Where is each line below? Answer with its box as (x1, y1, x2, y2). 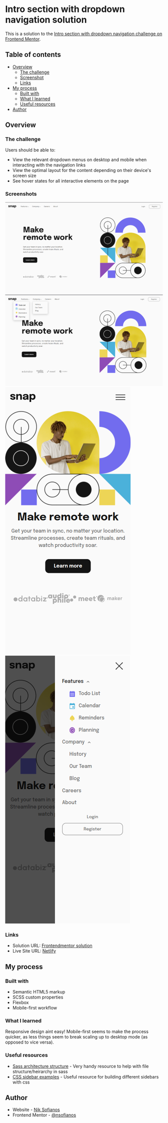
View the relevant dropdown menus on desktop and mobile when (12, 156, 146, 163)
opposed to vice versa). (5, 1039, 54, 1045)
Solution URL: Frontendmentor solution (12, 942, 92, 948)
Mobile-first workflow (12, 1004, 57, 1010)
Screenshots (5, 190, 37, 197)
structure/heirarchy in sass (12, 1068, 68, 1074)
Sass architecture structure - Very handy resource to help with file (12, 1063, 149, 1069)
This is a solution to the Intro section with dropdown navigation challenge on (5, 30, 162, 36)
